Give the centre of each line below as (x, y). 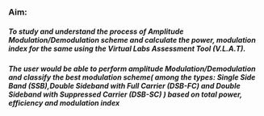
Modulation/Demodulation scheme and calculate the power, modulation (132, 39)
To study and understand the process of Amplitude (96, 31)
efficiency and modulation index (64, 102)
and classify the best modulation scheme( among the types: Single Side (132, 77)
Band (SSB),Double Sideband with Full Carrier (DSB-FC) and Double (124, 85)
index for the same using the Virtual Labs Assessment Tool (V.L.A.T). (127, 48)
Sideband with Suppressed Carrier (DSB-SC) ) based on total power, (125, 94)
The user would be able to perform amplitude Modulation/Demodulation (132, 68)
